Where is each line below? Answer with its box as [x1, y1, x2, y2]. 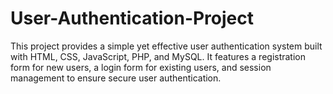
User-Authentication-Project [10, 7, 255, 30]
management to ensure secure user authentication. [10, 72, 222, 84]
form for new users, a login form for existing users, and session [10, 61, 272, 73]
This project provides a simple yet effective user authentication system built [10, 40, 323, 52]
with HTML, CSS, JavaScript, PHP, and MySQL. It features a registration [10, 50, 307, 62]
